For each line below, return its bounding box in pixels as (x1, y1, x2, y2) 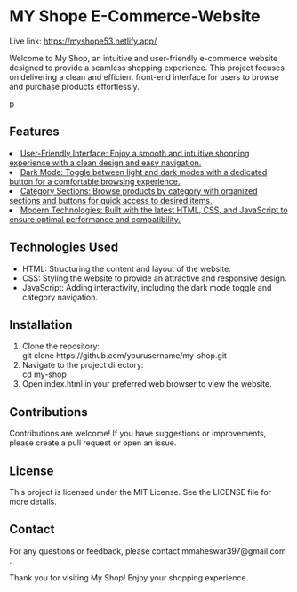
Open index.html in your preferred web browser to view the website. (21, 379, 273, 389)
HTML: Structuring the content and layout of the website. (21, 263, 231, 274)
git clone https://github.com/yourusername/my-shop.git (21, 350, 227, 361)
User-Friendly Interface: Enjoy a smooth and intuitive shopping (20, 148, 250, 158)
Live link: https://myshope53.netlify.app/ (9, 36, 157, 46)
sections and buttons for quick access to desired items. (9, 195, 213, 205)
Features (9, 124, 60, 140)
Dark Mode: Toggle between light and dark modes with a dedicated (20, 166, 268, 177)
